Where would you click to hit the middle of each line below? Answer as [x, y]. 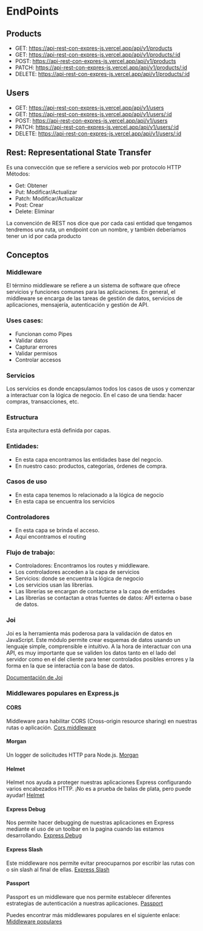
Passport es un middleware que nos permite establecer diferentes [89, 896]
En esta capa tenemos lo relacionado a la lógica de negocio [89, 495]
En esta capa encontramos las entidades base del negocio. [89, 459]
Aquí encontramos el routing [51, 537]
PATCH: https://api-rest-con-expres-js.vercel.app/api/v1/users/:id [97, 127]
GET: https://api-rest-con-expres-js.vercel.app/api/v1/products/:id [98, 55]
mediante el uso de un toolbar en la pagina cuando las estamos [85, 829]
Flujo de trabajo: [31, 553]
